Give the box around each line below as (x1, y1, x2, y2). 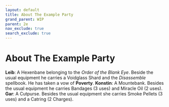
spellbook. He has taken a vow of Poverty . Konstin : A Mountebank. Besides (5, 80, 164, 86)
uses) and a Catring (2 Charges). (5, 96, 74, 102)
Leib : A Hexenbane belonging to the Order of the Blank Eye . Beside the (5, 69, 153, 75)
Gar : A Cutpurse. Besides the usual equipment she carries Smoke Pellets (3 (5, 90, 163, 96)
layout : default (5, 7, 39, 13)
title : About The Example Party (5, 12, 73, 17)
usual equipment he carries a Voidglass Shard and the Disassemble (5, 74, 146, 81)
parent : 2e (5, 21, 28, 27)
